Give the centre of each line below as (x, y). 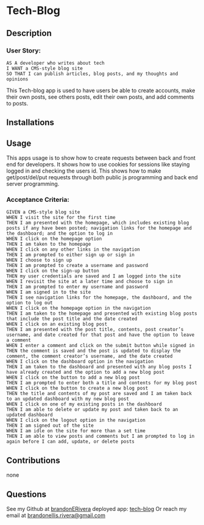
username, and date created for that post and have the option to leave (100, 335)
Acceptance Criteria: (38, 200)
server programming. (33, 184)
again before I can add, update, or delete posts (71, 442)
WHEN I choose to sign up (39, 260)
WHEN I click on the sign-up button (53, 271)
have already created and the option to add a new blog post (86, 373)
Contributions (33, 460)
